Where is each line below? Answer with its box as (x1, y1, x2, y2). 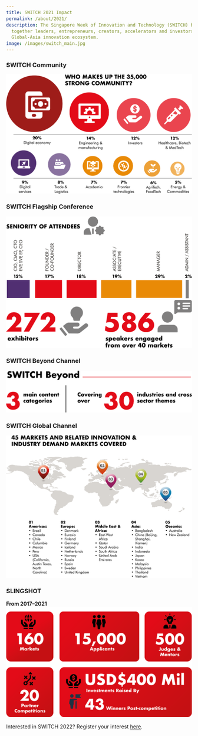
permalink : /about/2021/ (6, 15, 67, 22)
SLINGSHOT (6, 587, 42, 595)
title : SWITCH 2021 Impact (6, 9, 72, 15)
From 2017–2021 (6, 600, 47, 607)
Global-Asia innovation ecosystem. (11, 34, 99, 41)
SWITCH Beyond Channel (6, 357, 81, 365)
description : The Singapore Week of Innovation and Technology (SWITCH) (6, 22, 189, 28)
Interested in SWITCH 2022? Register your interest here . (6, 723, 143, 730)
